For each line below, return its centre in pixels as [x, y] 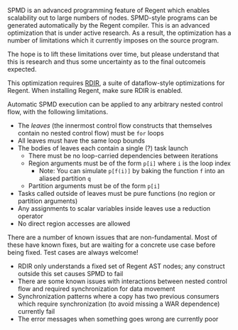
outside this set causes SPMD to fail [70, 274]
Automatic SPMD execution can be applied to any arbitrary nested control [115, 104]
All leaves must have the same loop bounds [81, 141]
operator [31, 216]
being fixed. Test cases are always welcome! [73, 252]
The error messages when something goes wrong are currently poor [118, 319]
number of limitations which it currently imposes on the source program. [113, 40]
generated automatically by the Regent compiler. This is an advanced [109, 25]
